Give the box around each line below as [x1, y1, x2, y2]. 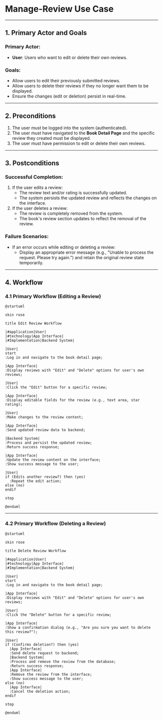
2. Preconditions [5, 112, 56, 120]
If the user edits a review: [12, 185, 63, 190]
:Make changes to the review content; [5, 415, 83, 420]
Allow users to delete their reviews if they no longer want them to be [12, 83, 149, 89]
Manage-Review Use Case [5, 3, 114, 15]
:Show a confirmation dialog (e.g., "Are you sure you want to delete [5, 625, 151, 630]
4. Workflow [5, 279, 43, 287]
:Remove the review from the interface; [9, 672, 92, 677]
